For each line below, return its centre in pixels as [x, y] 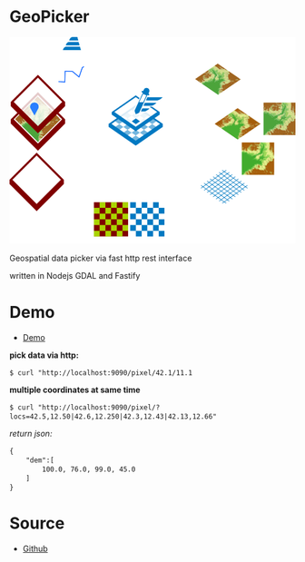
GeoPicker [49, 17]
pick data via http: [44, 355]
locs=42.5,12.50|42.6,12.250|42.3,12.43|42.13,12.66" [113, 416]
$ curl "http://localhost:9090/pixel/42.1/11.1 [101, 373]
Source [37, 523]
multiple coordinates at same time [75, 389]
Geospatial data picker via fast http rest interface [101, 258]
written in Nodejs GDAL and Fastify [75, 275]
